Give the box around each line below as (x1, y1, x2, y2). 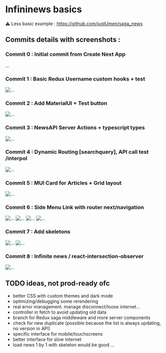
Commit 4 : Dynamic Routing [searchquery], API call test (5, 149, 149, 156)
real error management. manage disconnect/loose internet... (12, 303, 140, 309)
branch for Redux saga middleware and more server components (12, 314, 151, 321)
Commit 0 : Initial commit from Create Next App (5, 51, 126, 58)
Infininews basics (5, 4, 82, 15)
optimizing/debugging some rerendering (12, 298, 98, 304)
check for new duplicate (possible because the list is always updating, (12, 320, 161, 326)
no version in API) (12, 325, 50, 331)
